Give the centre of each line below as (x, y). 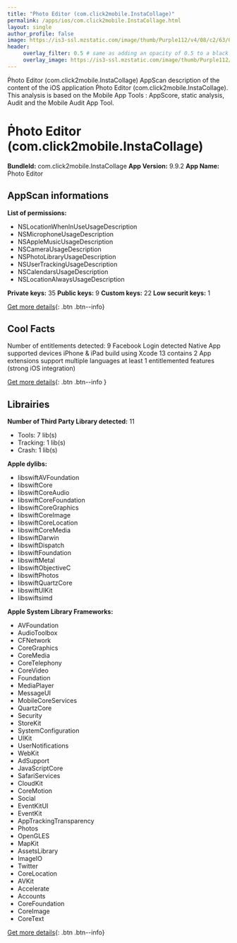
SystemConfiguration (48, 731)
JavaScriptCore (40, 768)
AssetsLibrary (38, 851)
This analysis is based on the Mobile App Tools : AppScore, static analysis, (116, 95)
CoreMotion (35, 791)
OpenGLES (34, 836)
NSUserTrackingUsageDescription (67, 264)
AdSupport (33, 761)
